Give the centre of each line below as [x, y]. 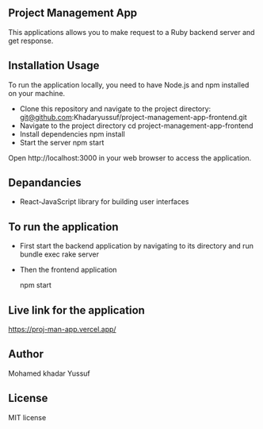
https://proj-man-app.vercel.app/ [62, 330]
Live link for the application [76, 310]
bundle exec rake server [59, 254]
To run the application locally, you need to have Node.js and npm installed [129, 85]
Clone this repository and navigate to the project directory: [115, 108]
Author [26, 354]
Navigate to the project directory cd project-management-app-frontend [136, 126]
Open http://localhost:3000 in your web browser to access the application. [130, 157]
